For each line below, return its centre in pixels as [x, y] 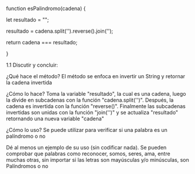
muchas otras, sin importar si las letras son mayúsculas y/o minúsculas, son [97, 160]
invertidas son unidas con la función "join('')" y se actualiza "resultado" [92, 112]
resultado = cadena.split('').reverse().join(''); [59, 31]
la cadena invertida [29, 82]
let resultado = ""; [28, 20]
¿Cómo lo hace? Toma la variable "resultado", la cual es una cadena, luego [96, 94]
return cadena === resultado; [42, 42]
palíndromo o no [26, 136]
